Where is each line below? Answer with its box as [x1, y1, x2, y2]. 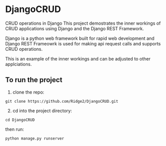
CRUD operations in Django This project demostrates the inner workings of [5, 20, 161, 26]
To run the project [5, 76, 63, 84]
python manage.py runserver [5, 136, 65, 141]
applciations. [5, 61, 32, 67]
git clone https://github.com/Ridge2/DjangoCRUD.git [5, 99, 119, 104]
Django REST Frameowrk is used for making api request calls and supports [5, 40, 161, 46]
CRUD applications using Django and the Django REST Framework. [5, 25, 144, 31]
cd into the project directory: [12, 107, 72, 114]
